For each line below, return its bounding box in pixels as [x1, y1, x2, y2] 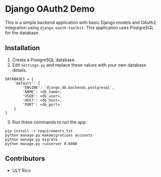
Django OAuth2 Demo [5, 3, 95, 15]
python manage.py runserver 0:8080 [5, 141, 78, 146]
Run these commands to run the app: [12, 119, 87, 125]
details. [12, 67, 27, 73]
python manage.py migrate [5, 137, 58, 142]
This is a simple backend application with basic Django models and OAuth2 [5, 19, 156, 25]
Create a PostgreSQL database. [12, 57, 76, 63]
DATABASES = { [5, 76, 34, 81]
